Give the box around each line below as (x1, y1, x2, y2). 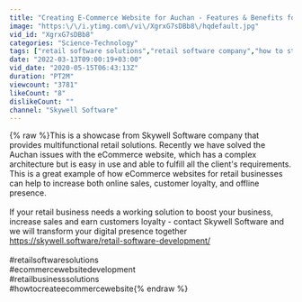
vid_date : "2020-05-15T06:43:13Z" (9, 64, 139, 73)
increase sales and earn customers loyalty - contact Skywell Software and (9, 216, 285, 227)
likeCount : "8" (9, 88, 67, 97)
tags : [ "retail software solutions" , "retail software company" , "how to (9, 47, 283, 56)
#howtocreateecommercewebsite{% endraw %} (9, 283, 189, 294)
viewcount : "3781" (9, 80, 78, 89)
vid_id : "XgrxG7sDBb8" (9, 30, 94, 39)
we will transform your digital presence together (9, 226, 187, 237)
